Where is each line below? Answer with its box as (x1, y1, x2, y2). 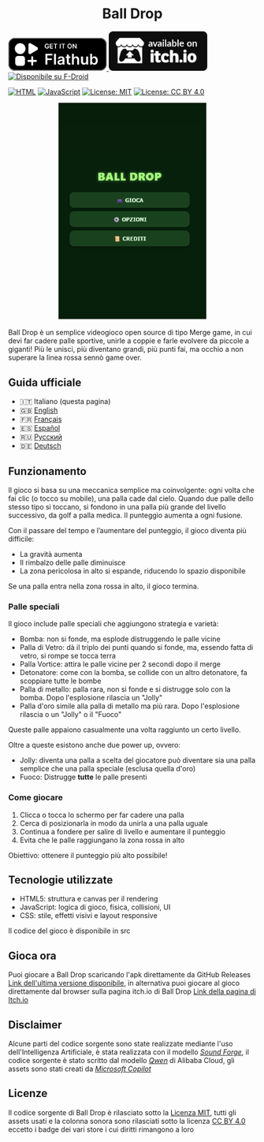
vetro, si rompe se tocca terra (19, 651, 117, 661)
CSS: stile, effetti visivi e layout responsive (19, 911, 158, 920)
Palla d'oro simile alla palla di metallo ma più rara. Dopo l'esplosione (19, 701, 240, 711)
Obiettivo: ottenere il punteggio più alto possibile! (8, 850, 168, 860)
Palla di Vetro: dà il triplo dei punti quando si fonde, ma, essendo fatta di (19, 643, 254, 652)
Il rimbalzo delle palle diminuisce (19, 558, 126, 568)
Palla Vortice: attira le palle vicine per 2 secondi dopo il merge (19, 659, 221, 669)
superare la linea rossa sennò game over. (8, 353, 142, 363)
